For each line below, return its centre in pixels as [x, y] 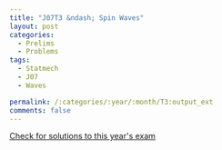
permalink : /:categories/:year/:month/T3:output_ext [111, 102]
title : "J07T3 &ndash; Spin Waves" [77, 18]
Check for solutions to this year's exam [83, 136]
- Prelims [36, 43]
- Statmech [38, 69]
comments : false [40, 110]
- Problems [38, 52]
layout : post [34, 26]
